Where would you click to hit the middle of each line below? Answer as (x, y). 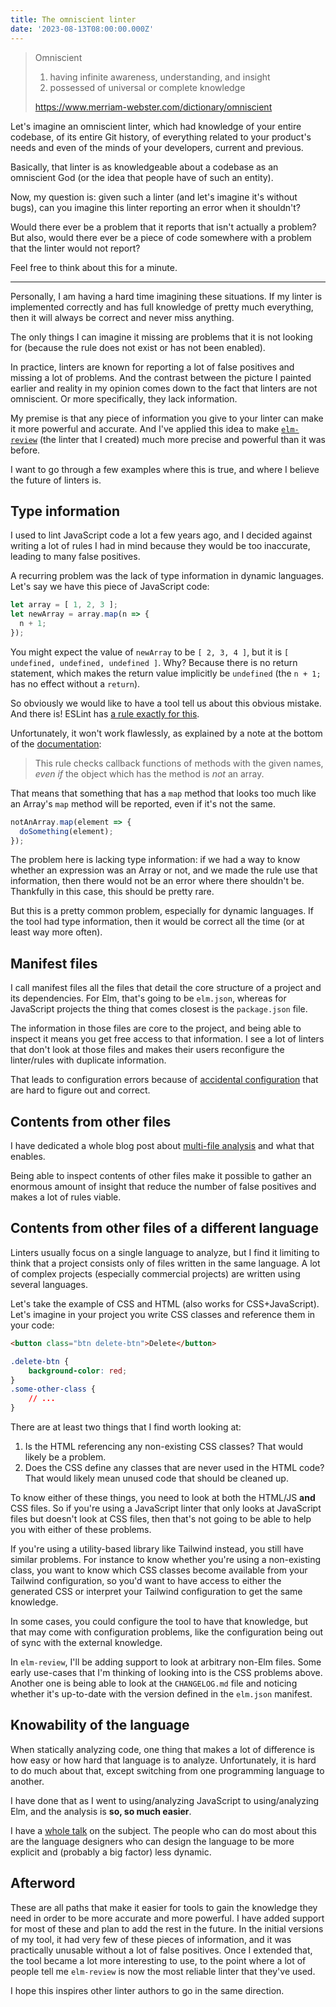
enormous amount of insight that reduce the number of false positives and (163, 1187)
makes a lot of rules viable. (66, 1197)
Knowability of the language (100, 1725)
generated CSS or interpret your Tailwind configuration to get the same (156, 1591)
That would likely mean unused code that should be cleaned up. (156, 1478)
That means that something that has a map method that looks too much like (163, 793)
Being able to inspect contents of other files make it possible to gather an (161, 1176)
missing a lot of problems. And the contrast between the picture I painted (161, 377)
